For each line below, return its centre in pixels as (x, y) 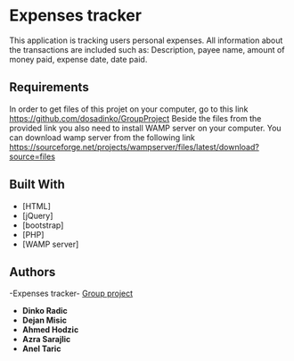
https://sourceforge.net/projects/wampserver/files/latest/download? (135, 147)
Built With (37, 185)
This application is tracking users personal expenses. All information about (146, 40)
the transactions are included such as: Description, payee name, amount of (147, 49)
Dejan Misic (44, 320)
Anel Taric (41, 348)
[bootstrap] (43, 225)
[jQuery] (37, 215)
